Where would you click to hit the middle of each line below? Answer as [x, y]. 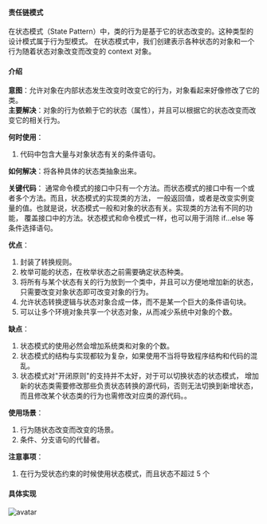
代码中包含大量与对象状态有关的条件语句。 [90, 154]
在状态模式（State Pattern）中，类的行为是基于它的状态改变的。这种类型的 [131, 31]
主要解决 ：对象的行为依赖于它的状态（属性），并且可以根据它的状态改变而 [129, 110]
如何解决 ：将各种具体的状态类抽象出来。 [75, 171]
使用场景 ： [26, 413]
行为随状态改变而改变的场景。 [69, 430]
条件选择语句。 [33, 228]
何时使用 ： [26, 137]
